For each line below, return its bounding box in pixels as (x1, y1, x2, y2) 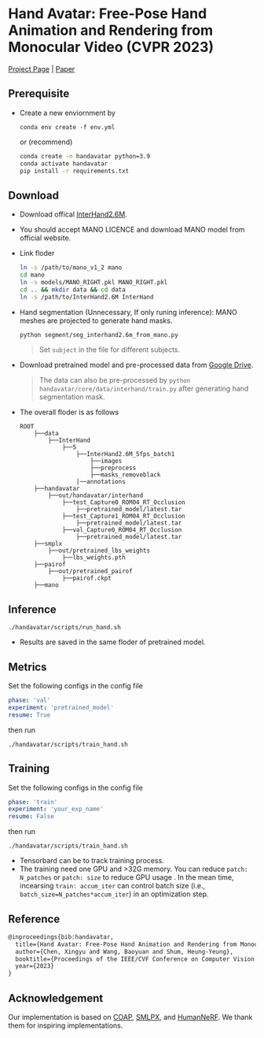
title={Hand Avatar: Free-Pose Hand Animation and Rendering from (15, 940, 237, 948)
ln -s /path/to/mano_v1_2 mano (19, 264, 123, 272)
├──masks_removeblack (90, 471, 161, 479)
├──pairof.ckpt (61, 574, 112, 583)
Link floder (19, 249, 55, 258)
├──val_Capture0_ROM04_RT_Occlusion (61, 526, 182, 534)
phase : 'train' (8, 798, 58, 806)
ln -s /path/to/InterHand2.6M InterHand (19, 293, 154, 301)
